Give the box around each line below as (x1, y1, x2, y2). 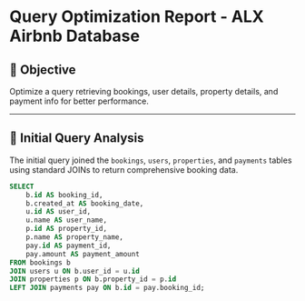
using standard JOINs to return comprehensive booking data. (9, 164, 239, 175)
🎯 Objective (9, 62, 76, 77)
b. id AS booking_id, (25, 190, 103, 199)
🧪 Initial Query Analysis (9, 130, 144, 146)
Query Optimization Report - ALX (9, 6, 265, 27)
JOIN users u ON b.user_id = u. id (9, 266, 141, 276)
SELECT (9, 182, 34, 191)
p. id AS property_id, (25, 225, 107, 234)
